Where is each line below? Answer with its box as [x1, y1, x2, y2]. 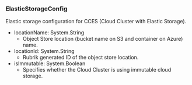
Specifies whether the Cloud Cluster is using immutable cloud [22, 66, 172, 73]
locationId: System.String [13, 48, 75, 55]
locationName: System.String [13, 29, 85, 36]
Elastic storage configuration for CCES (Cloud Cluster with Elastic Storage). [5, 18, 187, 25]
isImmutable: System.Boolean [13, 60, 86, 67]
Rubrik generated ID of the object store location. [22, 54, 139, 61]
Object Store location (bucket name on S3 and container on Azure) [22, 36, 183, 42]
